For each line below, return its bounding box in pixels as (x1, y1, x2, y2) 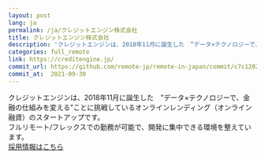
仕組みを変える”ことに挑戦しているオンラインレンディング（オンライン (21, 102, 252, 112)
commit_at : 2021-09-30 (8, 70, 87, 78)
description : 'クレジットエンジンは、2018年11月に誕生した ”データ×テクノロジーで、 (8, 41, 262, 49)
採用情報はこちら (8, 142, 64, 151)
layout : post (8, 11, 51, 20)
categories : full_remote (8, 48, 90, 56)
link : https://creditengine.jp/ (8, 56, 114, 64)
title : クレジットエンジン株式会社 (8, 33, 110, 42)
